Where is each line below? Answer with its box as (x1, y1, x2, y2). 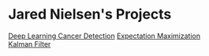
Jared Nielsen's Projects (8, 5, 172, 23)
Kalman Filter (8, 39, 51, 48)
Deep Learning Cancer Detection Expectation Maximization (8, 31, 201, 40)
